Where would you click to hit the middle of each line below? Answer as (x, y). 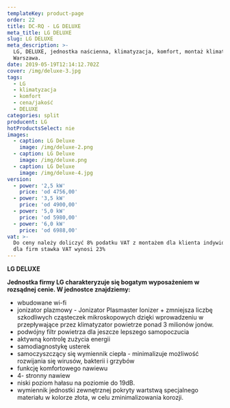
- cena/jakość (33, 103)
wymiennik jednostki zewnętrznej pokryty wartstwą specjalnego (107, 390)
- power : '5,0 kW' (40, 211)
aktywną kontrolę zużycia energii (64, 339)
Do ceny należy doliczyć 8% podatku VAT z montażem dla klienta (107, 243)
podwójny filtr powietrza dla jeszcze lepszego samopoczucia (103, 332)
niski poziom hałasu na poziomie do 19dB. (76, 383)
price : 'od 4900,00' (49, 205)
